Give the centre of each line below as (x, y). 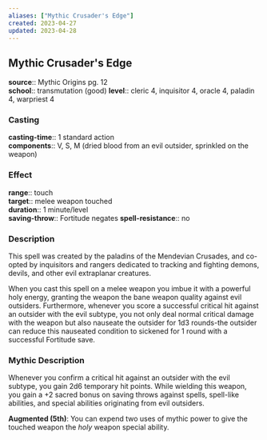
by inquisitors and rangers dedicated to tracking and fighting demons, (144, 265)
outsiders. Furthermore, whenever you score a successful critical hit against (133, 306)
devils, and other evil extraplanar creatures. (80, 274)
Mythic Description (47, 360)
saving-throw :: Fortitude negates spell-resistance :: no (99, 218)
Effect (20, 175)
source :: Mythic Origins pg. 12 (58, 82)
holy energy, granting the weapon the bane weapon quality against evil (125, 298)
